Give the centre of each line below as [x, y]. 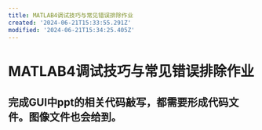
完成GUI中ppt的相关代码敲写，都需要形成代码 [118, 102]
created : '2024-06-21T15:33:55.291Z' [70, 23]
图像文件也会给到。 [75, 117]
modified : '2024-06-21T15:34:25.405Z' [71, 30]
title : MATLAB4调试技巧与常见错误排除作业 [71, 15]
